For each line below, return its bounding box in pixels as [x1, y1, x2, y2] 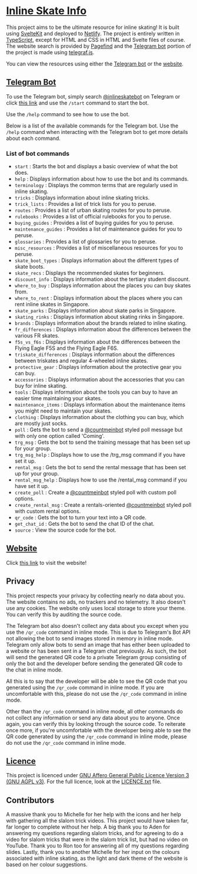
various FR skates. [14, 332, 60, 339]
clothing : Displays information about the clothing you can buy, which [14, 414, 184, 421]
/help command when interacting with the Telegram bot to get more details [6, 128, 188, 135]
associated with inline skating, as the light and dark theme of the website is [6, 855, 188, 862]
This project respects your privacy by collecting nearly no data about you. [6, 592, 185, 599]
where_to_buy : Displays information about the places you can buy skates [14, 282, 191, 289]
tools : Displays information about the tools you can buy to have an [14, 388, 178, 396]
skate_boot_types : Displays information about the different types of [14, 257, 179, 264]
